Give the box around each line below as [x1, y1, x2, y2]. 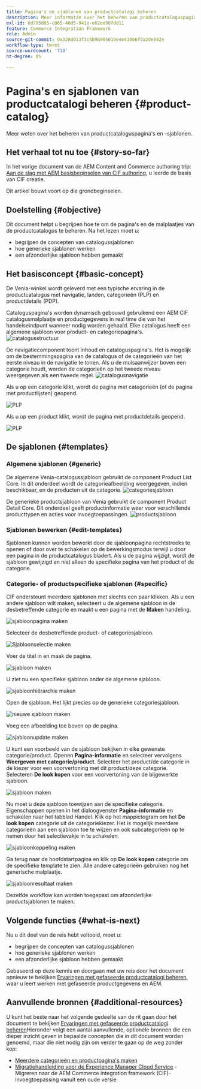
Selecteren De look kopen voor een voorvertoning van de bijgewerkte [6, 771, 178, 778]
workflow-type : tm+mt [6, 43, 60, 49]
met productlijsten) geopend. [6, 390, 78, 396]
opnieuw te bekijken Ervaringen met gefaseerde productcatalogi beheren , [6, 974, 188, 981]
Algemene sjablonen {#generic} [6, 460, 102, 468]
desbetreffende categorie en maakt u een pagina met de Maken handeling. [6, 606, 191, 613]
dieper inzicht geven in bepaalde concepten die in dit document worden [6, 1032, 184, 1039]
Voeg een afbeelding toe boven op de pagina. [6, 722, 119, 729]
